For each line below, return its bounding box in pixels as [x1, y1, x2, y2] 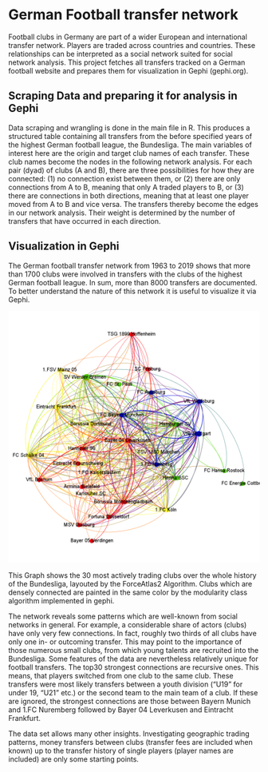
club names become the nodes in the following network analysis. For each [8, 157, 253, 166]
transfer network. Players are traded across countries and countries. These [8, 40, 256, 50]
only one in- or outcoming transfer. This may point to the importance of [8, 637, 242, 647]
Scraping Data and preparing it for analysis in [8, 90, 238, 103]
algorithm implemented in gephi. [8, 595, 115, 605]
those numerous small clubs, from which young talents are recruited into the [8, 645, 259, 655]
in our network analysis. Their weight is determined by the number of [8, 208, 235, 217]
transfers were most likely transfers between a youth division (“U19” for [8, 679, 243, 689]
